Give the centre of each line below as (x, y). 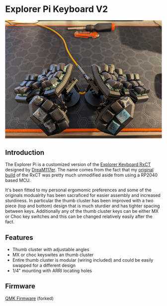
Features (19, 237)
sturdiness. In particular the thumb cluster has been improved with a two (79, 201)
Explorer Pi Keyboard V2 (57, 9)
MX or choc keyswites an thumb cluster (53, 255)
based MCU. (18, 180)
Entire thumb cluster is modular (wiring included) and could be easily (83, 260)
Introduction (25, 152)
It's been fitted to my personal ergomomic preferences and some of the (78, 190)
